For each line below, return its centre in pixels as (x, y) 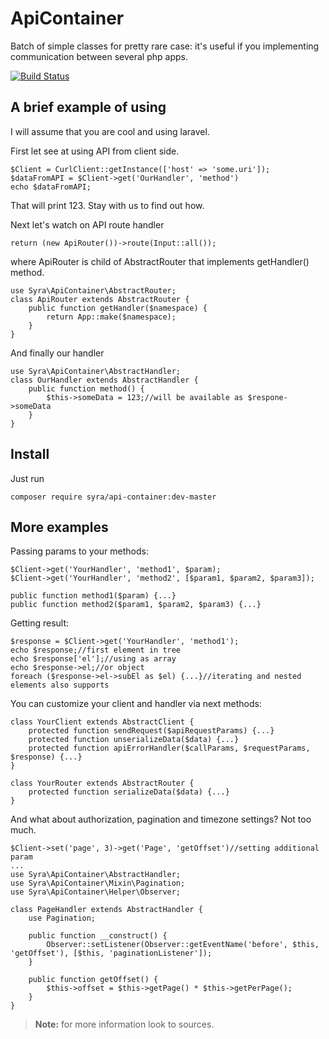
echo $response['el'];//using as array (93, 659)
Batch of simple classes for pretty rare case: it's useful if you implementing (165, 46)
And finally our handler (57, 353)
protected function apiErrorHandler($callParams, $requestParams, (169, 748)
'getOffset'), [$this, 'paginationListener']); (111, 953)
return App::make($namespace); (111, 317)
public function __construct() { (98, 936)
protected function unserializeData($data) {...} (134, 740)
